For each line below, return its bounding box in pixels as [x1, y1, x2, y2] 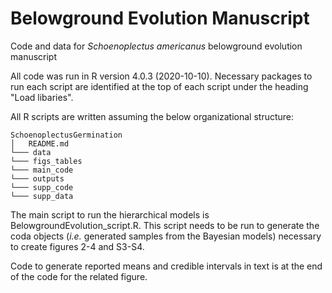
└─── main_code [10, 165, 74, 175]
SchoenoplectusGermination [10, 130, 123, 140]
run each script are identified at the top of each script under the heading [10, 80, 309, 92]
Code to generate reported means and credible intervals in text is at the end [10, 260, 323, 272]
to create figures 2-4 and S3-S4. [10, 240, 145, 252]
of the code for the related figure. [10, 270, 148, 282]
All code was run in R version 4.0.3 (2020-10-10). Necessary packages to [10, 70, 313, 82]
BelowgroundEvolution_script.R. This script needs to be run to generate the [10, 219, 320, 231]
